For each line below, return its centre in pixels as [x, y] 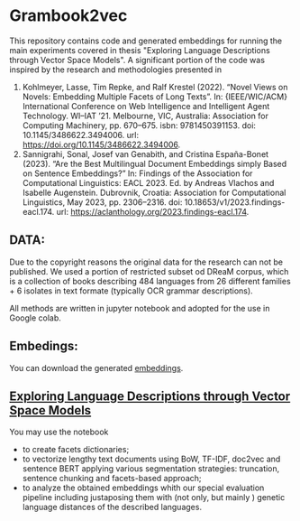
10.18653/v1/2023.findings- [235, 202]
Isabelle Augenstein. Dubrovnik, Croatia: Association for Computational [154, 192]
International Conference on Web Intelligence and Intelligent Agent [146, 106]
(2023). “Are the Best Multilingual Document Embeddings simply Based [155, 163]
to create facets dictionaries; [76, 450]
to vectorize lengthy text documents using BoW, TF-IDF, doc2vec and [151, 459]
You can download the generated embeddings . [96, 367]
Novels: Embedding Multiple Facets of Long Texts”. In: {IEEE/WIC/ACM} [155, 97]
